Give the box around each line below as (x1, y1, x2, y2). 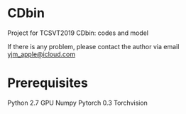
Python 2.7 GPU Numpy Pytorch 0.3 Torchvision (7, 98, 148, 107)
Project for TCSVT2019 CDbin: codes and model (7, 28, 149, 37)
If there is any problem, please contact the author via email (7, 42, 180, 51)
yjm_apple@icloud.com (7, 50, 76, 58)
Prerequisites (7, 75, 89, 91)
